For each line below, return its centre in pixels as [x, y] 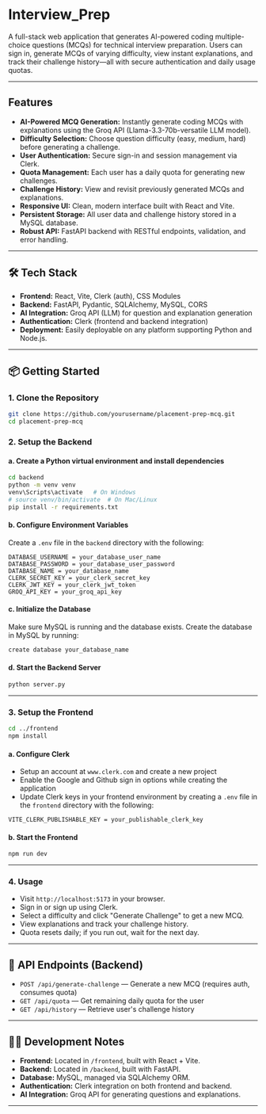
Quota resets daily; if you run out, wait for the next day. [109, 933]
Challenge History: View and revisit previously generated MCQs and [132, 189]
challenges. [38, 181]
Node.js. [33, 338]
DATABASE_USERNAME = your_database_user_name [84, 557]
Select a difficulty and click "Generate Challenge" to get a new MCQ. [131, 916]
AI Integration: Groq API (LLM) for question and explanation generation [136, 313]
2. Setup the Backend [50, 441]
